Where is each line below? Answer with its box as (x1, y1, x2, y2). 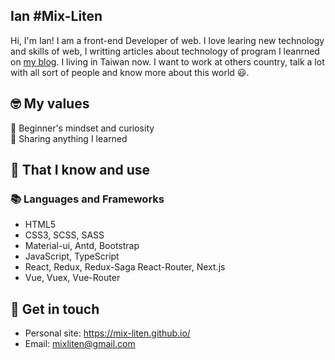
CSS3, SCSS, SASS (24, 229, 105, 241)
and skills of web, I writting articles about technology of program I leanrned (10, 45, 320, 57)
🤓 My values (10, 95, 90, 113)
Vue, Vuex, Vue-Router (24, 272, 121, 284)
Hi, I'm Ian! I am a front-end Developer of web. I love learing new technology (10, 34, 325, 46)
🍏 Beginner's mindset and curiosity (10, 122, 155, 134)
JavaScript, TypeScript (24, 250, 120, 263)
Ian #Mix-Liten (10, 8, 103, 25)
